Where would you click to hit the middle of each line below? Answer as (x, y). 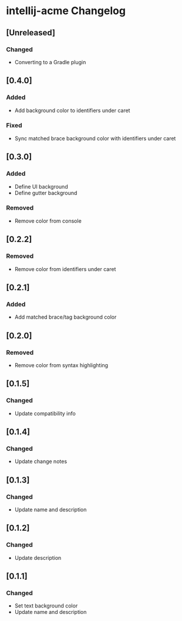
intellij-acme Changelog (66, 11)
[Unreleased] (31, 33)
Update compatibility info (45, 413)
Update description (38, 557)
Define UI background (41, 186)
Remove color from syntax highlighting (61, 365)
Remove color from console (48, 221)
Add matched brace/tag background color (65, 317)
